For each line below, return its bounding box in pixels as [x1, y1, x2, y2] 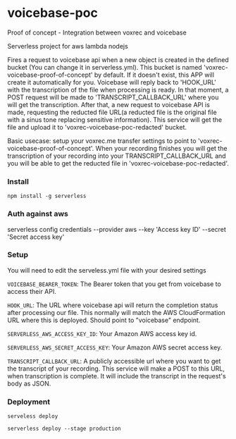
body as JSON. [7, 379, 51, 388]
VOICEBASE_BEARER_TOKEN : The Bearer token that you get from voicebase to [7, 280, 222, 288]
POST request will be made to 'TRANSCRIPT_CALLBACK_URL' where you [7, 93, 219, 101]
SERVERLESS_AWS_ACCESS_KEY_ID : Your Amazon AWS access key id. [7, 329, 197, 338]
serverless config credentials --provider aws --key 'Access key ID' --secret [7, 225, 227, 233]
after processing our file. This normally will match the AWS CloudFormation [7, 308, 225, 316]
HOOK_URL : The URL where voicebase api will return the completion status [7, 301, 218, 309]
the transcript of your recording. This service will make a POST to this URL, [7, 364, 225, 373]
